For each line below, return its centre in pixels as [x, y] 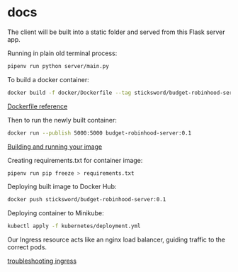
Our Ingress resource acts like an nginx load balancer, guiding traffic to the [116, 240]
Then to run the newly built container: [62, 120]
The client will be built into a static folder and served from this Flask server [116, 32]
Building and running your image [55, 147]
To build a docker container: [49, 79]
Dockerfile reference [38, 106]
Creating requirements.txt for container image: [75, 160]
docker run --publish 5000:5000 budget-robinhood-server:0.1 [100, 133]
